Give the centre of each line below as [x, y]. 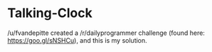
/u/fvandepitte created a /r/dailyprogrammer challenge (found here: [106, 33]
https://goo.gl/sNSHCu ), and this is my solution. [77, 40]
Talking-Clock [50, 13]
